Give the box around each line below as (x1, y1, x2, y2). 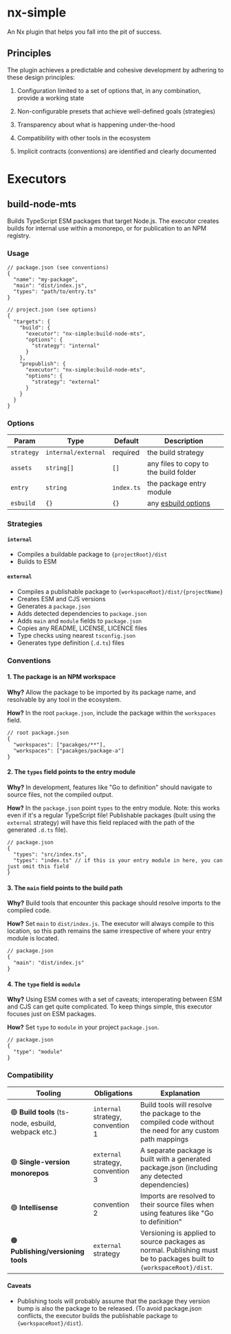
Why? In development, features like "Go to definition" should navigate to (7, 783, 212, 791)
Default (113, 436, 139, 446)
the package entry (147, 479, 206, 488)
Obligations (93, 1088, 133, 1098)
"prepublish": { (19, 361, 67, 367)
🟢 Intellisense (10, 1203, 58, 1212)
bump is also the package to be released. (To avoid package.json (16, 1304, 202, 1312)
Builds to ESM (16, 557, 57, 566)
